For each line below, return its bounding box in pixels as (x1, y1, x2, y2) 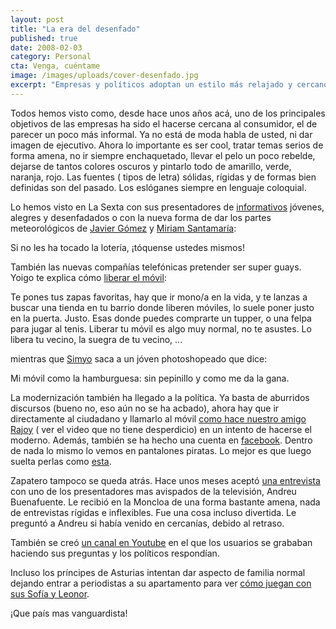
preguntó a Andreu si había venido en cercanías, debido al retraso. (10, 517, 285, 529)
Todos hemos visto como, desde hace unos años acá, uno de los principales (10, 107, 326, 119)
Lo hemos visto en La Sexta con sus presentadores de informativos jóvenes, (10, 201, 325, 213)
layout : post (10, 14, 65, 25)
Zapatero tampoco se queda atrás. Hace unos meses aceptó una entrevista (10, 474, 321, 486)
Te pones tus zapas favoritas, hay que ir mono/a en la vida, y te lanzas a (10, 291, 308, 303)
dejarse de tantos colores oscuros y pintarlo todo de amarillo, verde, (10, 160, 292, 172)
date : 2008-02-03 (10, 42, 83, 53)
